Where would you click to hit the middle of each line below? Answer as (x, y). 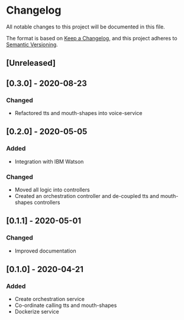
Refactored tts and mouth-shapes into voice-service (78, 113)
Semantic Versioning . (32, 44)
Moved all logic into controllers (52, 190)
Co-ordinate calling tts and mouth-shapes (66, 305)
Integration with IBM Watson (49, 161)
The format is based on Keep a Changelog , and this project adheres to (92, 38)
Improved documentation (45, 251)
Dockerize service (37, 312)
